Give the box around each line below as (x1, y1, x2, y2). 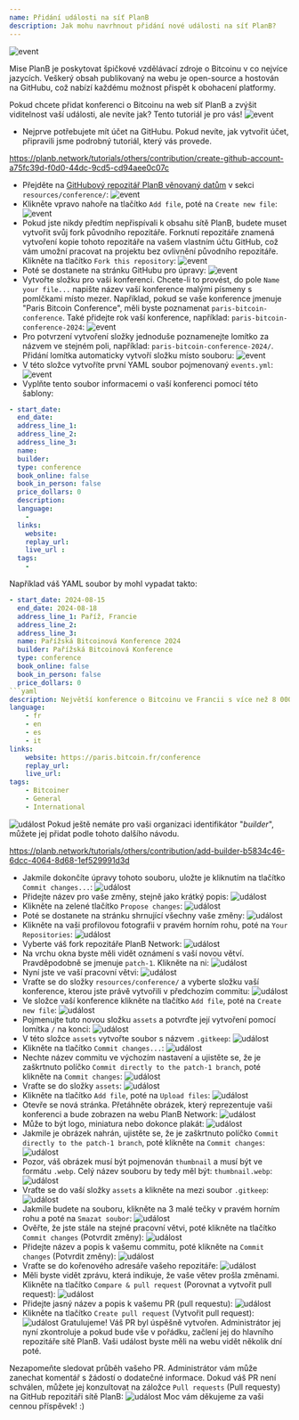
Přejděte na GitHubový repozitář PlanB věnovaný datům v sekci (21, 179, 255, 190)
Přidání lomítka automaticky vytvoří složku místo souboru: (21, 349, 235, 361)
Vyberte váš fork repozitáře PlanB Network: (21, 938, 182, 949)
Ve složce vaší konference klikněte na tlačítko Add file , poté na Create (21, 995, 282, 1006)
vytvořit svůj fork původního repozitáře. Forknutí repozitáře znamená (21, 226, 275, 237)
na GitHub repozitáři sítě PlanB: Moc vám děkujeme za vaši (9, 1391, 264, 1401)
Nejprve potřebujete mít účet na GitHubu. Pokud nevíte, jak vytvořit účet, (21, 126, 289, 136)
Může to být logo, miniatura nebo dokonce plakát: (21, 1118, 205, 1129)
